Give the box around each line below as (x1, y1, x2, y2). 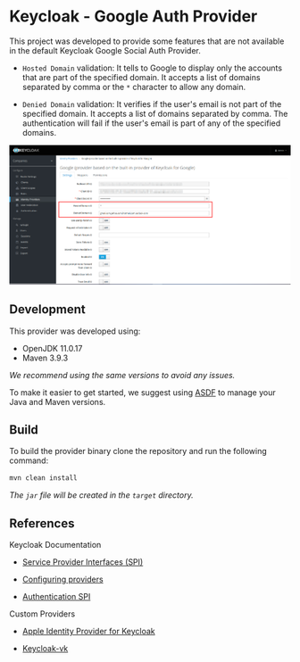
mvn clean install (9, 474, 78, 483)
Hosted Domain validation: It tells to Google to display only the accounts (21, 62, 283, 73)
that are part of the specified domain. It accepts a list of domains (21, 71, 261, 82)
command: (9, 455, 49, 466)
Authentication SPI (21, 592, 91, 602)
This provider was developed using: (9, 326, 141, 336)
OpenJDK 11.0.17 (21, 343, 83, 353)
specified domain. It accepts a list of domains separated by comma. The (21, 108, 288, 119)
